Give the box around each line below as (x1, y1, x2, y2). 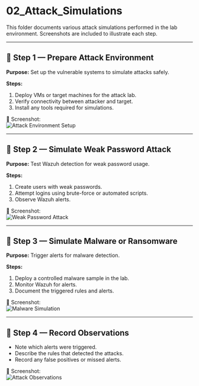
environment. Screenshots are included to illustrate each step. (6, 30, 158, 37)
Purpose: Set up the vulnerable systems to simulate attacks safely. (6, 68, 169, 75)
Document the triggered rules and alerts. (14, 287, 114, 294)
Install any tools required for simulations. (14, 104, 114, 111)
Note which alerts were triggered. (14, 343, 97, 350)
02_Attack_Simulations (6, 4, 123, 18)
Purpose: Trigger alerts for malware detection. (6, 252, 120, 259)
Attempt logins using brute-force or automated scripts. (14, 189, 148, 197)
